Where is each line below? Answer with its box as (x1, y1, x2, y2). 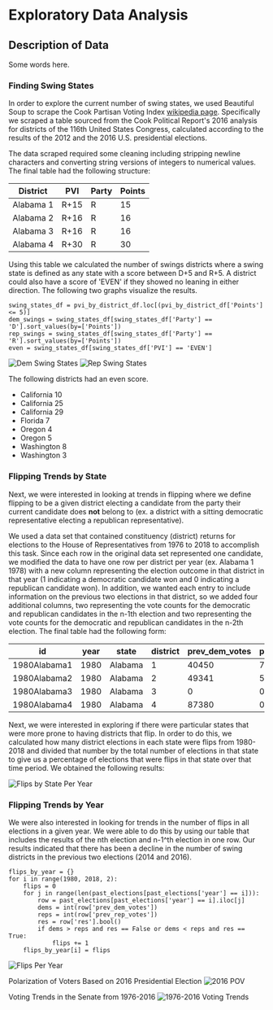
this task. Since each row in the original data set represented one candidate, (8, 548, 263, 558)
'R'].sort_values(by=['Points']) (8, 337, 122, 345)
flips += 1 (51, 938, 89, 947)
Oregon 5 (19, 433, 53, 443)
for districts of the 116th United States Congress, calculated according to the (8, 125, 264, 134)
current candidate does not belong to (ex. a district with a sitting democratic (8, 506, 264, 516)
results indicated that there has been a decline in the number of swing (8, 843, 243, 853)
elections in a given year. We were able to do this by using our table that (8, 826, 249, 836)
